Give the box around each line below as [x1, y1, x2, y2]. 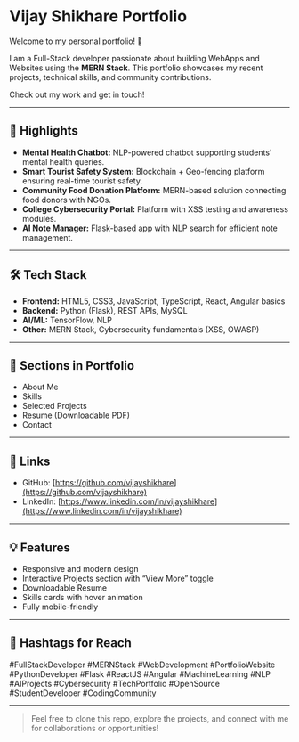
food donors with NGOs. [21, 194, 111, 205]
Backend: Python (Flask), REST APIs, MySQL [21, 305, 189, 315]
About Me [21, 381, 60, 393]
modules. [21, 213, 57, 224]
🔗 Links [9, 453, 51, 469]
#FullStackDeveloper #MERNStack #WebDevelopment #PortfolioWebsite [9, 659, 276, 670]
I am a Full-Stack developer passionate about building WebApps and [9, 53, 260, 63]
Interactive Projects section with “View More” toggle [21, 573, 214, 583]
